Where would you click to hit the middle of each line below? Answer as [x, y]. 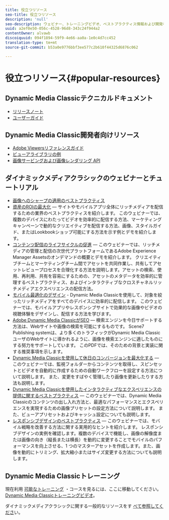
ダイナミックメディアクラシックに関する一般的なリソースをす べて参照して [82, 506]
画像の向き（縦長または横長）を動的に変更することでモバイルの [88, 440]
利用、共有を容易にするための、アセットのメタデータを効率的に [92, 276]
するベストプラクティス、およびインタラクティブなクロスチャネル [85, 282]
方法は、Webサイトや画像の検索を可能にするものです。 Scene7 [78, 326]
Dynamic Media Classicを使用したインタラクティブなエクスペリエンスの [87, 389]
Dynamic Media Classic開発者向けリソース [72, 135]
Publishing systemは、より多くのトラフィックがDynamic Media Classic [87, 333]
